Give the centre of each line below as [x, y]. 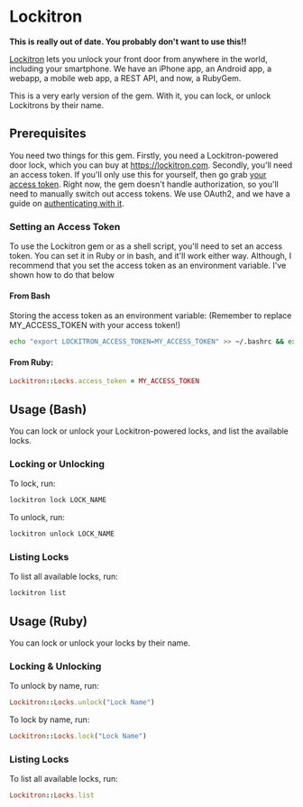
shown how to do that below [62, 275]
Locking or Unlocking [57, 463]
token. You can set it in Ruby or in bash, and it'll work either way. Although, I [150, 256]
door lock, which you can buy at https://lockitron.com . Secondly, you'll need [151, 165]
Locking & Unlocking [55, 666]
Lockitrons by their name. [57, 105]
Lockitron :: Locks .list [52, 795]
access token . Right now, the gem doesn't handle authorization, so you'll [144, 184]
